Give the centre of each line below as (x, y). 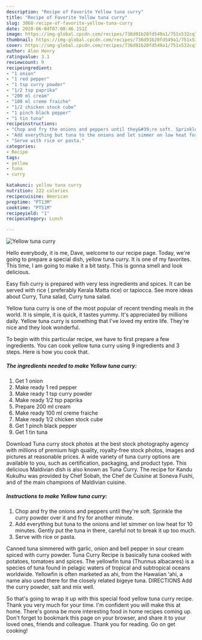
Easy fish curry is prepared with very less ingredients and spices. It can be (99, 284)
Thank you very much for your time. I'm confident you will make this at (93, 605)
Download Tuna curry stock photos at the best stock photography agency (98, 444)
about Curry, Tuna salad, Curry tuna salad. (59, 296)
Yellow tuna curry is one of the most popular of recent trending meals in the (100, 309)
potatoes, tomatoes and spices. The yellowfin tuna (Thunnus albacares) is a (100, 562)
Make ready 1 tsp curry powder (54, 394)
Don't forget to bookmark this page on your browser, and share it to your (96, 618)
